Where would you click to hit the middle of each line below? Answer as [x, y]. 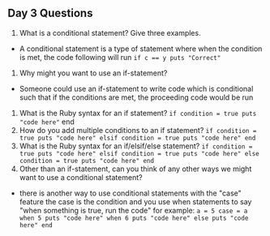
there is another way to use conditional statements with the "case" [131, 193]
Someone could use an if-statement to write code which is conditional [136, 88]
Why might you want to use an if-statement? [93, 73]
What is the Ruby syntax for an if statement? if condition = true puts [138, 113]
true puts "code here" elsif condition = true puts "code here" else [139, 153]
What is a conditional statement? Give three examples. [110, 32]
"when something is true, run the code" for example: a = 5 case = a [133, 210]
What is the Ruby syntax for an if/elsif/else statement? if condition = [136, 146]
